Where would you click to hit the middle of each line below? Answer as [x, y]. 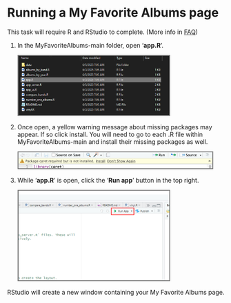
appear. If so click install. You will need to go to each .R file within [110, 134]
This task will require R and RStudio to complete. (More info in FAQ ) [103, 32]
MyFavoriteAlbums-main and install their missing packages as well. [112, 141]
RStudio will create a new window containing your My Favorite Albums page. [116, 293]
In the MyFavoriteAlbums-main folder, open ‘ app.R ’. [90, 45]
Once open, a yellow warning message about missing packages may [114, 127]
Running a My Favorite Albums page [113, 13]
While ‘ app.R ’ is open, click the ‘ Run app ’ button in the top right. [108, 180]
